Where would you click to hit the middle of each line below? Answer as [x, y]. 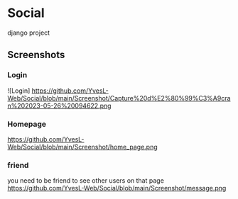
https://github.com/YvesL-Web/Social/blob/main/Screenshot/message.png [117, 188]
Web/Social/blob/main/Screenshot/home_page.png [82, 147]
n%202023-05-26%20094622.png [59, 106]
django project [29, 33]
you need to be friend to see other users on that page [86, 181]
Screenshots [36, 55]
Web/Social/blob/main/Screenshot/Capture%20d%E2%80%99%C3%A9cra [119, 98]
